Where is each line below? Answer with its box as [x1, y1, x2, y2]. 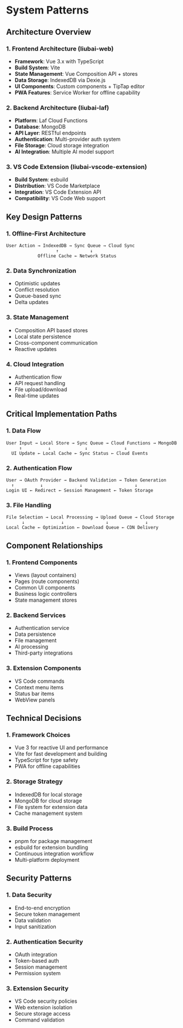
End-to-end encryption [14, 904, 70, 911]
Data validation [14, 916, 51, 923]
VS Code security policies [14, 997, 77, 1005]
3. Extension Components [6, 664, 82, 672]
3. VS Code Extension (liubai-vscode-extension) [6, 163, 147, 171]
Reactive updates [14, 345, 57, 352]
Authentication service [14, 625, 70, 632]
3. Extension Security [6, 984, 69, 992]
